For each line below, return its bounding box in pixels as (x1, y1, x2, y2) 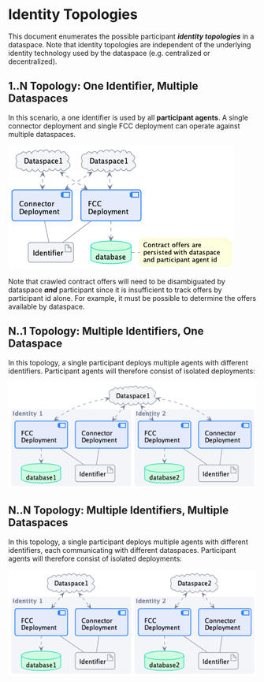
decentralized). (8, 57, 58, 66)
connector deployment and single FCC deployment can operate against (8, 120, 240, 131)
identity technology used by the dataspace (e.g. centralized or (8, 48, 210, 57)
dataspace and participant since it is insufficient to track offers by (8, 285, 222, 295)
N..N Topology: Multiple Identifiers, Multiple (8, 504, 229, 517)
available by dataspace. (8, 302, 85, 311)
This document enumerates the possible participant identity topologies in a (8, 32, 255, 41)
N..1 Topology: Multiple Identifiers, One (8, 324, 204, 338)
